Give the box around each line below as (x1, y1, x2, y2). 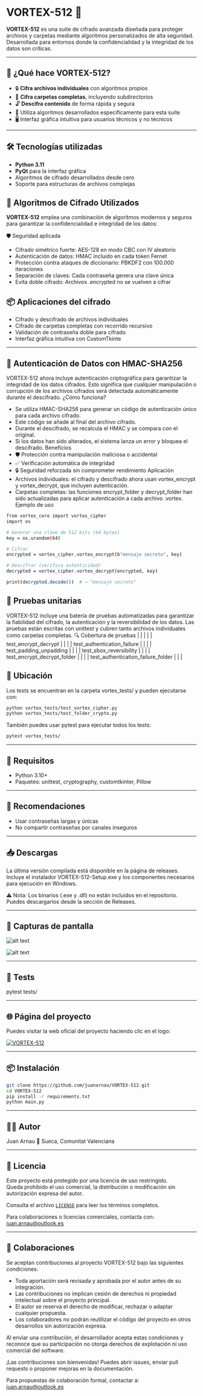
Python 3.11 (14, 160, 45, 168)
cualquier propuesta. (14, 1309, 67, 1316)
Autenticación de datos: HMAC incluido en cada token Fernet (14, 252, 167, 260)
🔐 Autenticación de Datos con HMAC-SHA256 (6, 358, 183, 369)
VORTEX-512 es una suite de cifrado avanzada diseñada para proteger (6, 25, 184, 33)
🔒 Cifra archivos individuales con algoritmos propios (14, 84, 148, 91)
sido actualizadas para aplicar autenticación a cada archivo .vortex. (14, 495, 183, 502)
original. (14, 431, 36, 438)
